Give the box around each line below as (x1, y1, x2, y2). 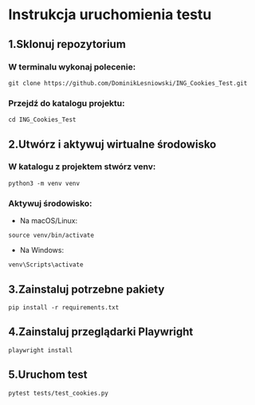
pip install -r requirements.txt (8, 303, 120, 312)
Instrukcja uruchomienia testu (8, 6, 212, 24)
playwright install (8, 346, 73, 354)
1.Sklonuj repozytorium (8, 37, 126, 51)
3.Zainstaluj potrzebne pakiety (8, 282, 165, 296)
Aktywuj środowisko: (8, 198, 93, 209)
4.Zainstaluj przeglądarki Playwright (8, 325, 194, 339)
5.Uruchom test (8, 368, 88, 382)
